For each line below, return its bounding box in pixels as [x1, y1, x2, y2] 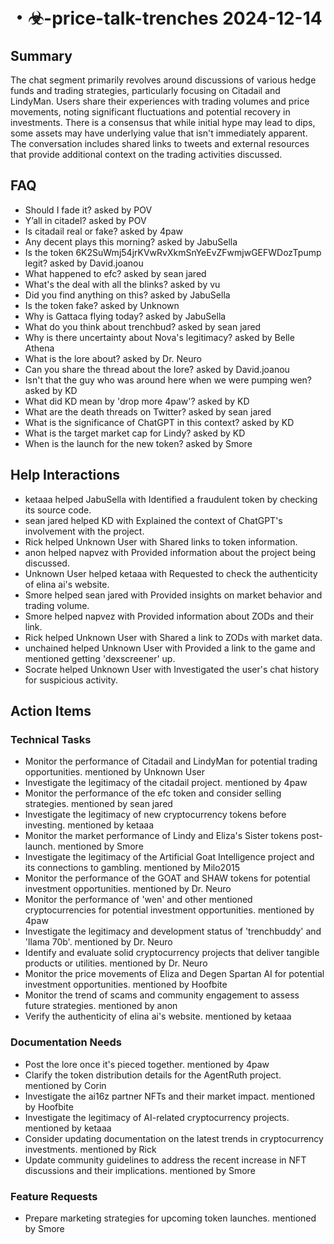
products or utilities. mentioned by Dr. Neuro [24, 957, 208, 969]
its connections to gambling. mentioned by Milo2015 [24, 862, 240, 874]
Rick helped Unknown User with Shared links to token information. [24, 535, 298, 548]
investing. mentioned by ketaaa [24, 819, 155, 831]
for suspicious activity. [24, 674, 118, 686]
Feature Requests [10, 1189, 98, 1203]
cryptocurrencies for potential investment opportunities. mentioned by [24, 904, 315, 916]
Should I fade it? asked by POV [24, 204, 153, 216]
